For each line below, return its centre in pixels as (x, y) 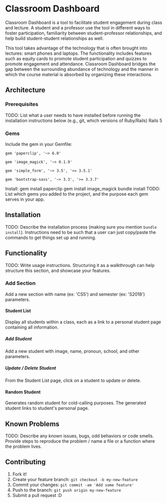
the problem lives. (24, 446)
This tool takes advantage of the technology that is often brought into (76, 48)
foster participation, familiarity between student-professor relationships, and (83, 33)
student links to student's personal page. (47, 408)
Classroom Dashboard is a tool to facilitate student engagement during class (84, 22)
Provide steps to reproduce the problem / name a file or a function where (80, 441)
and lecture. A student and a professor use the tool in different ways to (78, 27)
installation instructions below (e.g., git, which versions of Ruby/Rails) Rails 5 (84, 121)
